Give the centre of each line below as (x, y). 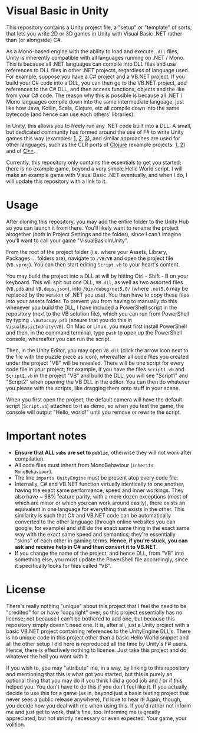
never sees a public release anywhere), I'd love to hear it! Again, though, (94, 699)
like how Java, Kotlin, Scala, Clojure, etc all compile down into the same (93, 108)
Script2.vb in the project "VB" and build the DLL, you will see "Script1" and (97, 375)
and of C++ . (21, 151)
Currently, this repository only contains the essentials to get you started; (94, 162)
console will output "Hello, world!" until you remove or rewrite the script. (94, 412)
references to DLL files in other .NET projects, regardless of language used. (98, 70)
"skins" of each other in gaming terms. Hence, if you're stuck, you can (101, 541)
